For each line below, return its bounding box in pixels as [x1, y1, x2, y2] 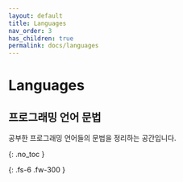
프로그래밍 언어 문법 [8, 110, 102, 124]
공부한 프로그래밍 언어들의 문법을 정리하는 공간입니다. [8, 134, 177, 143]
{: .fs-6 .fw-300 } [8, 165, 66, 175]
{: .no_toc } [8, 150, 45, 159]
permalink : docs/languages [8, 42, 99, 50]
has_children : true [8, 34, 74, 43]
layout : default [8, 11, 63, 20]
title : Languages [8, 19, 67, 27]
